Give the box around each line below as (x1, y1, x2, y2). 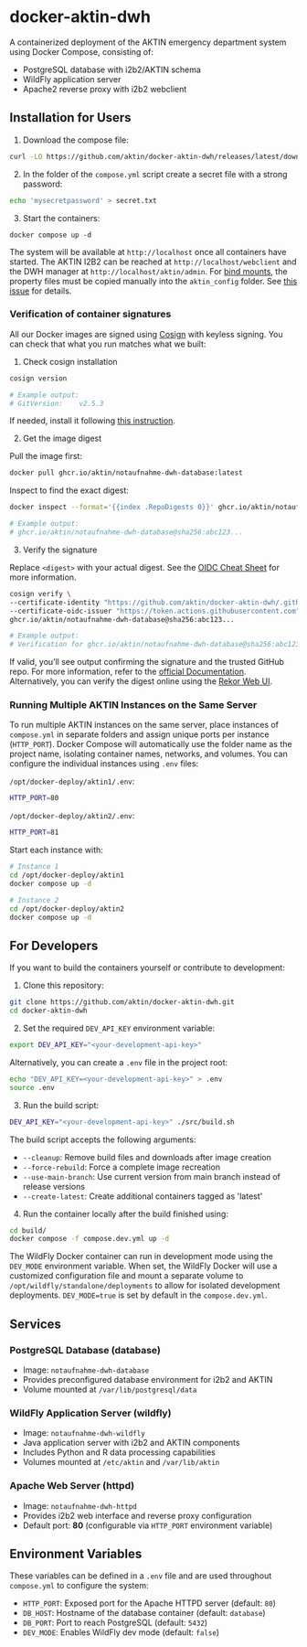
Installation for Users (9, 110, 132, 125)
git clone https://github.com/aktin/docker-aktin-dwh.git (9, 998, 235, 1007)
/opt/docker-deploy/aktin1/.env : (9, 775, 135, 787)
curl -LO (9, 152, 43, 161)
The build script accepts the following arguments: (9, 1134, 196, 1145)
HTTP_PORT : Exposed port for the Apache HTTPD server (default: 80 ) (22, 1598, 277, 1609)
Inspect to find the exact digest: (9, 485, 130, 496)
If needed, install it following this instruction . (9, 415, 176, 426)
